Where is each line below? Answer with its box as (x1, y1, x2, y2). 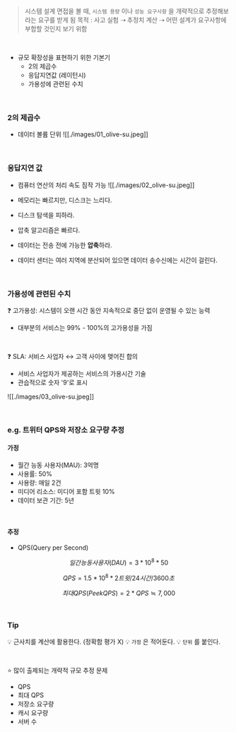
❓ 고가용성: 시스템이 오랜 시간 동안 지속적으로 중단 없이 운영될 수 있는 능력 (7, 306, 211, 314)
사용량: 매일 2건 (17, 478, 61, 487)
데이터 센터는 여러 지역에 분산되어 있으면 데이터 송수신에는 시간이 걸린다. (17, 256, 218, 264)
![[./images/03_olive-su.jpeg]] (7, 392, 94, 401)
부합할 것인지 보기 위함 (24, 25, 88, 33)
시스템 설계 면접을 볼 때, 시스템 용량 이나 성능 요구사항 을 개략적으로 (24, 7, 205, 15)
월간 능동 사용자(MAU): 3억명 (17, 461, 99, 469)
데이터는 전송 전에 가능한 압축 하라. (17, 240, 112, 249)
